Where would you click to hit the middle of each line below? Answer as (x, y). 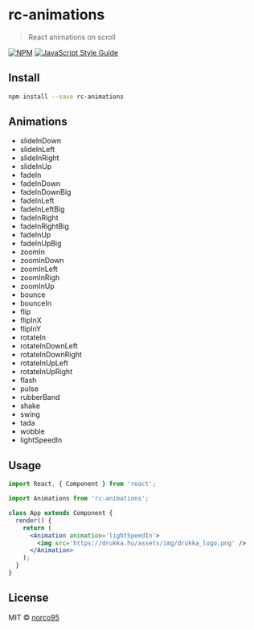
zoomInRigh (40, 278)
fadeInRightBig (45, 226)
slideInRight (39, 158)
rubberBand (40, 397)
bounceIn (36, 303)
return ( (37, 528)
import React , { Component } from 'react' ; (82, 484)
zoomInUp (37, 286)
